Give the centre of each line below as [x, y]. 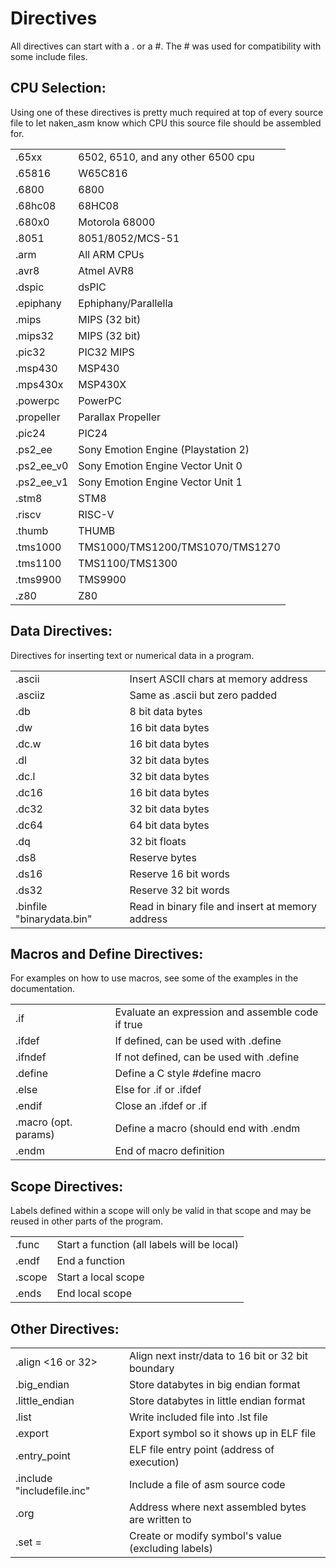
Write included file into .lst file [198, 1417]
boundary [152, 1368]
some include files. [49, 56]
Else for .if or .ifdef [158, 1090]
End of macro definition [169, 1151]
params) [35, 1135]
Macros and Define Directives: [107, 953]
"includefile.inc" [53, 1490]
